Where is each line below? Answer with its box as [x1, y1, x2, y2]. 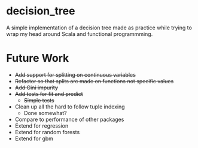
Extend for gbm [14, 135, 54, 142]
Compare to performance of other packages [14, 116, 124, 123]
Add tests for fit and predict [14, 90, 83, 97]
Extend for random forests [14, 128, 80, 135]
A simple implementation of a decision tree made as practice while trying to [6, 24, 193, 31]
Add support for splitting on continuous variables [14, 71, 136, 78]
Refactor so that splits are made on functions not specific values [14, 77, 174, 84]
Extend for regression [14, 122, 69, 129]
